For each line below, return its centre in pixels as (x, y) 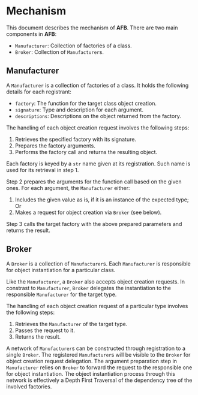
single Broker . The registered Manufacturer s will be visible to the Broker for (98, 354)
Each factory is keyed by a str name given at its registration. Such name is (98, 164)
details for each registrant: (39, 92)
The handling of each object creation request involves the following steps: (98, 128)
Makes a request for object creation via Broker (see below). (88, 212)
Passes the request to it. (45, 330)
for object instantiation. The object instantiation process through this (91, 373)
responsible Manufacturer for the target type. (61, 294)
